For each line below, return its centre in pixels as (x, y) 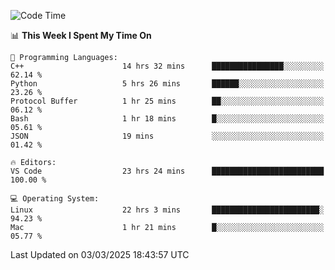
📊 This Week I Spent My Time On (81, 35)
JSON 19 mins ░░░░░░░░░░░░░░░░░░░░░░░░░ (167, 136)
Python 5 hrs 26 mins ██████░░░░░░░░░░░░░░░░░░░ (167, 84)
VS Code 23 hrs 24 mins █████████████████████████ (167, 171)
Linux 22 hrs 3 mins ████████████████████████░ (167, 210)
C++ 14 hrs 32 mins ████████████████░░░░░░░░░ (167, 66)
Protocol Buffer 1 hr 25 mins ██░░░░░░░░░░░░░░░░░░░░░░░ (167, 101)
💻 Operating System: (55, 199)
